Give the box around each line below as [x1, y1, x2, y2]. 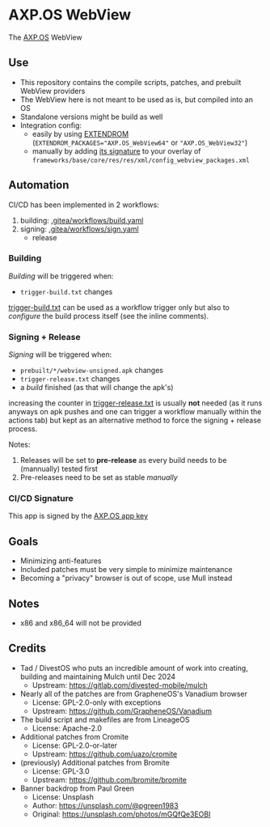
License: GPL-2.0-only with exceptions [32, 698, 162, 707]
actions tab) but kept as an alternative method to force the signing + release [8, 415, 261, 426]
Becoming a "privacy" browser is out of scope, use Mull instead [19, 573, 233, 583]
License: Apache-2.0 [32, 723, 103, 733]
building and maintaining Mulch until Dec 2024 [19, 672, 176, 681]
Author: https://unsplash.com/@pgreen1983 [32, 800, 179, 810]
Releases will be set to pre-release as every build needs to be [19, 456, 227, 465]
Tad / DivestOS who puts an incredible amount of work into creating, [19, 663, 248, 672]
